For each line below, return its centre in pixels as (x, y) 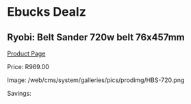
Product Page (26, 53)
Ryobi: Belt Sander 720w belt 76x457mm (96, 37)
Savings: (20, 93)
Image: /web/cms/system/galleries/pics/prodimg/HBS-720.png (96, 80)
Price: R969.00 (28, 67)
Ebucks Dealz (47, 12)
